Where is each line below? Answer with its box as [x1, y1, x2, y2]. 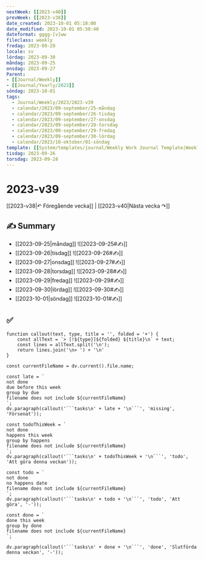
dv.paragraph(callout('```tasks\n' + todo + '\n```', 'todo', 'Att [6, 496, 181, 502]
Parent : [6, 71, 26, 77]
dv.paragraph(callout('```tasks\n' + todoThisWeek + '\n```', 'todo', [6, 453, 189, 459]
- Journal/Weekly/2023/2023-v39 [12, 99, 94, 105]
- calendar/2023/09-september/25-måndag [12, 105, 115, 111]
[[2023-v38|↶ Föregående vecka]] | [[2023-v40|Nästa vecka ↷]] [6, 202, 170, 210]
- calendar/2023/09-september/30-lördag [12, 133, 115, 140]
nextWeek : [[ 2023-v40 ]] [6, 9, 67, 15]
